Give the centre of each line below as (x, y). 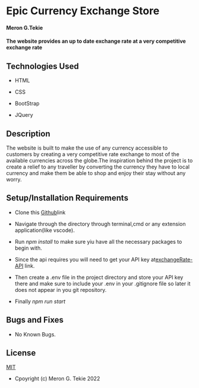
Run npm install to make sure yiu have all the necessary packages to (98, 241)
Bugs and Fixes (35, 320)
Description (28, 134)
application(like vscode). (45, 230)
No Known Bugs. (35, 334)
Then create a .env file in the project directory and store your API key (99, 277)
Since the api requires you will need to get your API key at (85, 259)
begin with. (28, 248)
